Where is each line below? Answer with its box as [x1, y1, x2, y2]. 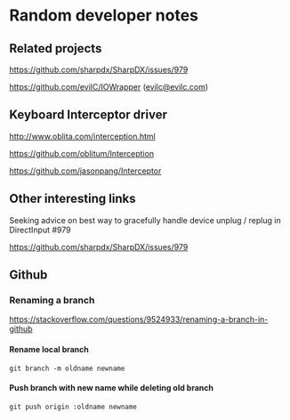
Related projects [9, 41, 102, 56]
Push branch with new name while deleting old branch [9, 383, 213, 393]
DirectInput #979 [9, 224, 71, 235]
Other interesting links [9, 191, 136, 206]
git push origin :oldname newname [9, 402, 138, 411]
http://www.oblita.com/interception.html [9, 131, 156, 141]
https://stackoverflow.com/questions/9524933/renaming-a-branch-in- [9, 314, 269, 325]
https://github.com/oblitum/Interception [9, 148, 154, 158]
